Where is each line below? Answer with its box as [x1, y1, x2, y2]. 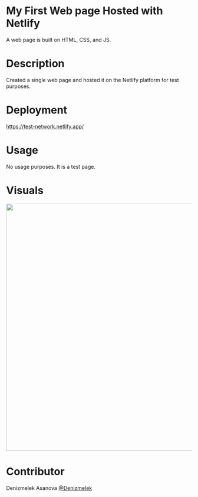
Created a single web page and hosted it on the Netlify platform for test [6, 76, 179, 83]
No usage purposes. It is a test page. [6, 163, 96, 170]
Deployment [6, 103, 68, 117]
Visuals [6, 184, 44, 197]
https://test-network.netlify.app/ [6, 123, 84, 130]
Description [6, 57, 65, 70]
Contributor [6, 465, 65, 478]
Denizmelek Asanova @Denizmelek [6, 484, 93, 491]
